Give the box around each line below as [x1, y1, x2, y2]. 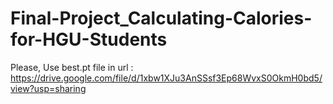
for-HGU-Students [10, 28, 168, 51]
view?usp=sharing [10, 82, 87, 94]
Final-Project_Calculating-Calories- [10, 7, 313, 30]
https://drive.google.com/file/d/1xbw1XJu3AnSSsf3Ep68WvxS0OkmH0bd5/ [10, 72, 323, 84]
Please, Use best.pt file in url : [10, 61, 134, 73]
